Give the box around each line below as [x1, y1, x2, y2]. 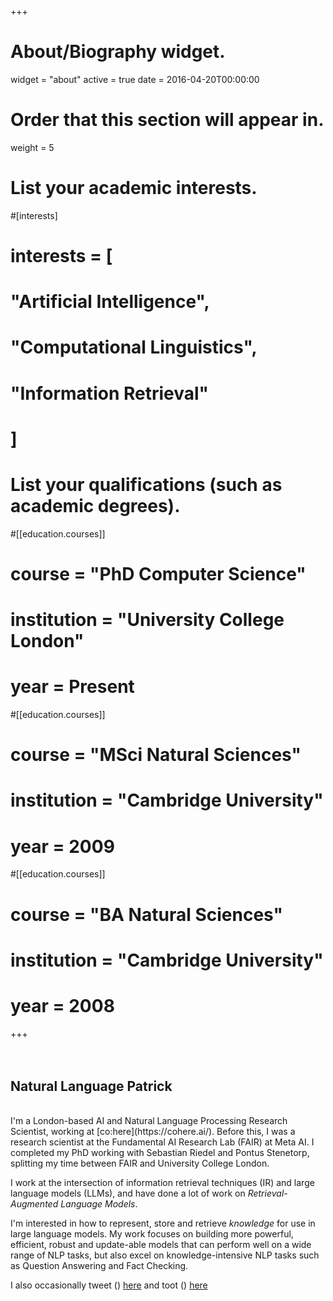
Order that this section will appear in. [10, 109, 325, 131]
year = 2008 [10, 994, 115, 1017]
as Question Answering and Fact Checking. [10, 1260, 189, 1272]
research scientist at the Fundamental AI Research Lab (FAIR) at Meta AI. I [10, 1136, 315, 1148]
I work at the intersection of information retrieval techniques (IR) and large [10, 1177, 315, 1189]
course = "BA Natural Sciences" [10, 903, 283, 926]
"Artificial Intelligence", [10, 291, 210, 313]
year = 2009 [10, 835, 115, 858]
